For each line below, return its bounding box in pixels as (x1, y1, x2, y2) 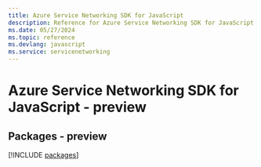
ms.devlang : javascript (8, 41, 86, 49)
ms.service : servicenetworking (8, 48, 111, 56)
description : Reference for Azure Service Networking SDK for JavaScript (8, 19, 255, 27)
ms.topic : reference (8, 33, 76, 42)
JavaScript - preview (8, 99, 147, 116)
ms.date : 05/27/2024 (8, 26, 76, 34)
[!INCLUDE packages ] (8, 151, 79, 159)
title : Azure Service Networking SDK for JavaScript (8, 11, 184, 20)
